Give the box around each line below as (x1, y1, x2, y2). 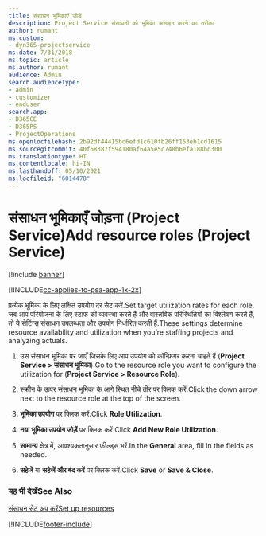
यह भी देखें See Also (8, 485, 73, 496)
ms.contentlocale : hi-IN (8, 160, 91, 168)
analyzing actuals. (8, 335, 67, 345)
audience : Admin (8, 71, 62, 79)
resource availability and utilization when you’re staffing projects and (8, 327, 233, 337)
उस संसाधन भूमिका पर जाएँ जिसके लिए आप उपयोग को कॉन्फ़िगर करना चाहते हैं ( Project (19, 351, 245, 361)
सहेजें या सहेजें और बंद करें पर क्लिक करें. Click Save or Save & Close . (19, 465, 214, 475)
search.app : (8, 108, 48, 116)
